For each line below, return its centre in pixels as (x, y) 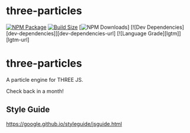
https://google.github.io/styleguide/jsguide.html (64, 124)
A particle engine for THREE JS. (45, 79)
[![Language (132, 33)
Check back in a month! (35, 91)
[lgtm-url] (18, 39)
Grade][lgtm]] (164, 33)
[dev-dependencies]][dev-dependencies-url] (61, 33)
